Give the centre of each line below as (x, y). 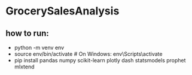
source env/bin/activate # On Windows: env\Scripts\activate (88, 54)
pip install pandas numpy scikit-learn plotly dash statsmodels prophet (100, 60)
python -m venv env (39, 47)
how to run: (27, 33)
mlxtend (24, 67)
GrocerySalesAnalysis (63, 11)
